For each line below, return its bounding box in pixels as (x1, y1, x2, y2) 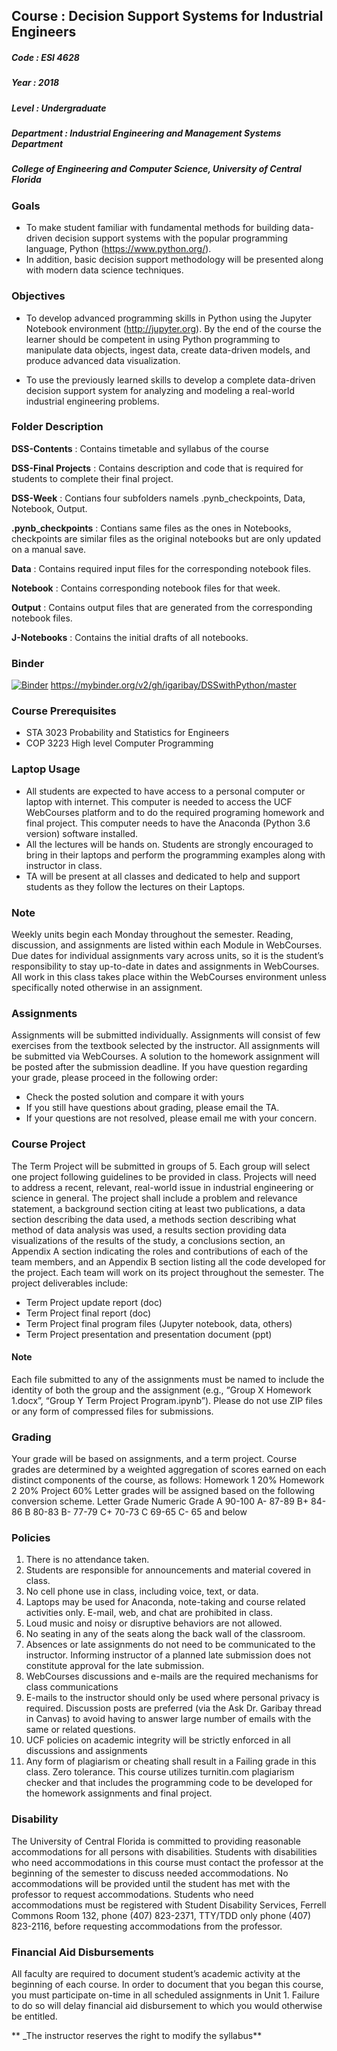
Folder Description (11, 420, 104, 434)
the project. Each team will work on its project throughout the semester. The (11, 1266, 324, 1278)
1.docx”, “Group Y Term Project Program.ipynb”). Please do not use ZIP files (11, 1394, 323, 1406)
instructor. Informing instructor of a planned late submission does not (25, 1649, 312, 1661)
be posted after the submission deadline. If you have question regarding (11, 1061, 308, 1073)
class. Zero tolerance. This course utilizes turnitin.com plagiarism (25, 1766, 295, 1778)
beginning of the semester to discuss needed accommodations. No (11, 1867, 289, 1879)
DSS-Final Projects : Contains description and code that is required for (11, 462, 304, 474)
